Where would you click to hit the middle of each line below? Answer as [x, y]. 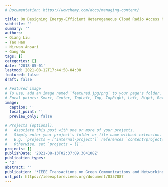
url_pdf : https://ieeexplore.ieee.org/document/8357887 [64, 177]
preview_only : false [31, 117]
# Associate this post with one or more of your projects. [70, 130]
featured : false [22, 75]
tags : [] [14, 56]
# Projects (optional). [30, 126]
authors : [14, 33]
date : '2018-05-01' [25, 66]
